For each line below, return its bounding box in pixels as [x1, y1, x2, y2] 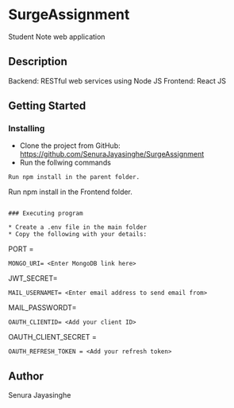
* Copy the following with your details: [8, 231, 148, 239]
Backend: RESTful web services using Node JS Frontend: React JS [8, 76, 227, 85]
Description [8, 55, 67, 68]
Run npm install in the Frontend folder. [8, 187, 133, 196]
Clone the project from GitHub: [19, 141, 121, 150]
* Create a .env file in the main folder [8, 223, 148, 231]
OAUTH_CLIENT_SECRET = [8, 332, 98, 342]
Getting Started [8, 99, 86, 113]
